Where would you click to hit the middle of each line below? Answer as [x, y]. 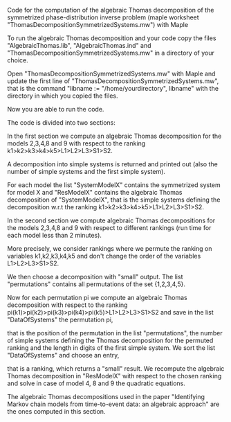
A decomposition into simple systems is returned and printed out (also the [112, 164]
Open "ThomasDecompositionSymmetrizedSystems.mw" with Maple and [111, 73]
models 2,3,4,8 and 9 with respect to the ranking [76, 143]
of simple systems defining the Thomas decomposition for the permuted [110, 340]
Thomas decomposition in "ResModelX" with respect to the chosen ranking [114, 376]
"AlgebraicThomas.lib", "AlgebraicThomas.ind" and [79, 45]
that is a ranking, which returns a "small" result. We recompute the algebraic [116, 369]
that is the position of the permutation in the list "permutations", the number [115, 333]
